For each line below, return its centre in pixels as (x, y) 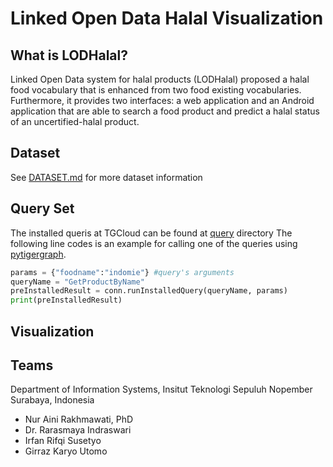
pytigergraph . (38, 254)
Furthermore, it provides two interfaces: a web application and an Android (162, 100)
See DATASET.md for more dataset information (106, 177)
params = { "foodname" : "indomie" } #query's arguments (122, 272)
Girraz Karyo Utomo (66, 451)
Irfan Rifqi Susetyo (63, 441)
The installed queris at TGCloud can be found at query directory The (151, 233)
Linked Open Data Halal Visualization (167, 18)
